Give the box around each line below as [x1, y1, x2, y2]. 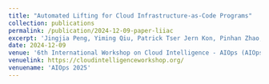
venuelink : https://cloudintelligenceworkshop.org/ [8, 57, 184, 65]
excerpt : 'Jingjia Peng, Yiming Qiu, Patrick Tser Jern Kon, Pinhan [8, 34, 242, 42]
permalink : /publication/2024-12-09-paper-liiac [8, 26, 174, 34]
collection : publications [8, 19, 94, 27]
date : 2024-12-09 [8, 42, 66, 50]
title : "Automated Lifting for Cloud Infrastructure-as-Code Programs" [8, 11, 252, 20]
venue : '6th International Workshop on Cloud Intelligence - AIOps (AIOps [8, 49, 263, 57]
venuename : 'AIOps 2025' [8, 64, 91, 72]
